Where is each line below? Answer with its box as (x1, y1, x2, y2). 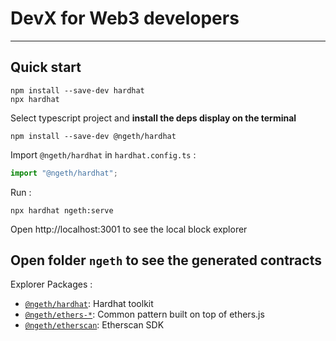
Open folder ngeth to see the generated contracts (10, 252, 322, 269)
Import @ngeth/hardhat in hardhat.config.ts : (10, 148, 197, 161)
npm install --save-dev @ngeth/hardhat (10, 131, 177, 141)
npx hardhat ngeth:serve (10, 205, 114, 216)
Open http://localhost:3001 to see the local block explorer (10, 223, 248, 235)
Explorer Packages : (10, 278, 93, 291)
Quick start (10, 59, 82, 76)
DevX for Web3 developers (10, 7, 240, 30)
